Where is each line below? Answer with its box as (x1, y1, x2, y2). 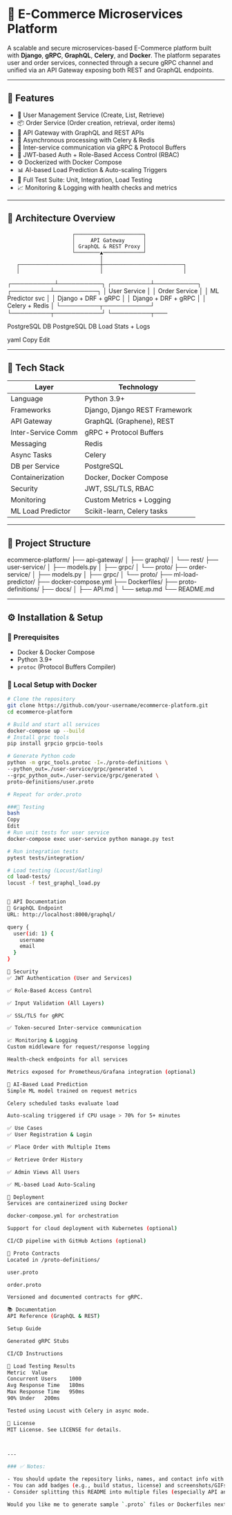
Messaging (10, 439, 47, 449)
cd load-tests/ (7, 873, 51, 880)
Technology (118, 382, 159, 392)
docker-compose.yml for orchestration (7, 1213, 119, 1220)
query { (7, 923, 30, 931)
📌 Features (7, 93, 55, 104)
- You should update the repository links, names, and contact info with (7, 1476, 224, 1483)
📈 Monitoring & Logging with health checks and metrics (17, 183, 177, 192)
